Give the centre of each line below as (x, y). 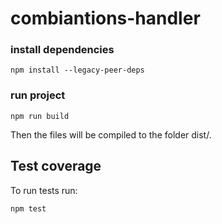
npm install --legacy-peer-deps (77, 70)
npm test (28, 208)
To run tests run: (44, 190)
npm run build (40, 116)
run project (38, 95)
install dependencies (62, 50)
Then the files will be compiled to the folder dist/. (111, 134)
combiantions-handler (105, 18)
